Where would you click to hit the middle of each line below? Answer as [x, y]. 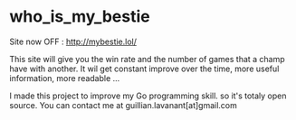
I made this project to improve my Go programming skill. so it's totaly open [148, 96]
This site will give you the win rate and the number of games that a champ [147, 59]
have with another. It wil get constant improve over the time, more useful [144, 69]
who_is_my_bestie [80, 17]
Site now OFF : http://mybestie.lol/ [73, 42]
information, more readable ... [65, 78]
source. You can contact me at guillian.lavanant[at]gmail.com [124, 105]
